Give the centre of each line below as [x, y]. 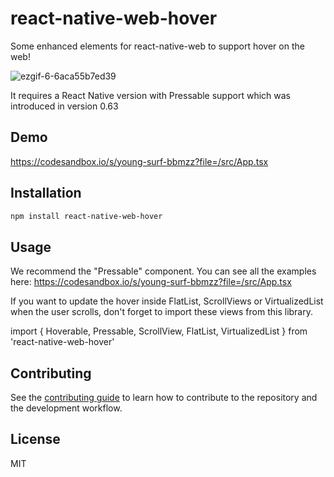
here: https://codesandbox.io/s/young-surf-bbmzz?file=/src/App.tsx [151, 282]
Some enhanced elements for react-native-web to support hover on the [157, 46]
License [35, 439]
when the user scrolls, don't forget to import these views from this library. [162, 312]
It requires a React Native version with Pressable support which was [150, 95]
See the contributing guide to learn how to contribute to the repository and [164, 398]
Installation [46, 193]
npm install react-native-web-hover [86, 216]
